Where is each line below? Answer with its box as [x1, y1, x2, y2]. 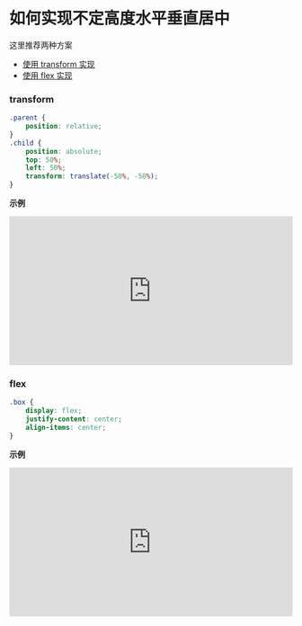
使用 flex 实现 [22, 69, 73, 81]
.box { [9, 398, 34, 407]
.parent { [9, 113, 47, 122]
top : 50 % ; [25, 155, 63, 165]
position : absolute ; [25, 147, 102, 156]
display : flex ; [25, 407, 83, 416]
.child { [9, 139, 42, 148]
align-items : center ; [25, 424, 106, 433]
